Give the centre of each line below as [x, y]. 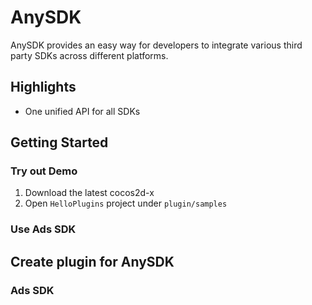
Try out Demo [44, 171]
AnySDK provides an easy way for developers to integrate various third [156, 45]
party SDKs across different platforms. [89, 55]
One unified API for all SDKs [82, 111]
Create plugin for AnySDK [92, 261]
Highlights [43, 87]
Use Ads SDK [43, 229]
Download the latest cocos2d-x [89, 193]
